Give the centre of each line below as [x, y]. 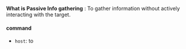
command [19, 28]
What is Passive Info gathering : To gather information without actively [93, 8]
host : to [24, 41]
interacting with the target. [39, 15]
